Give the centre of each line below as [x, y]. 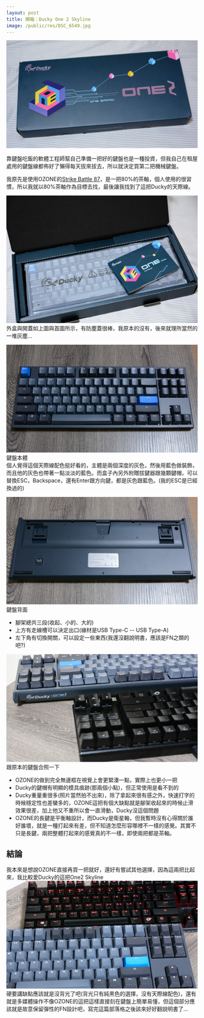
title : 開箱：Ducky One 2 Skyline [49, 19]
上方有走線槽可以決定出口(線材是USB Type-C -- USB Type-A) [92, 630]
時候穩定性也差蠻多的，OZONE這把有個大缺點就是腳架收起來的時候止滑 [104, 802]
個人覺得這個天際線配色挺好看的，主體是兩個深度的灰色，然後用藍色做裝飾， [102, 465]
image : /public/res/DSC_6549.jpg [49, 26]
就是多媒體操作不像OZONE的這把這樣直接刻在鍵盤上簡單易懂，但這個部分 [98, 1001]
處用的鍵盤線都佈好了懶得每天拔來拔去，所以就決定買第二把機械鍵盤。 [94, 166]
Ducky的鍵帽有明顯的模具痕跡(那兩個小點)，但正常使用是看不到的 [97, 787]
